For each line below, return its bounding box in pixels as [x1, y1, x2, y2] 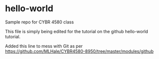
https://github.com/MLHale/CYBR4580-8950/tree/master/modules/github [5, 48, 154, 54]
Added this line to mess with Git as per [5, 43, 83, 49]
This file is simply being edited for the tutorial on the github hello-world [5, 28, 148, 34]
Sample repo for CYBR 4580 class [5, 19, 74, 25]
